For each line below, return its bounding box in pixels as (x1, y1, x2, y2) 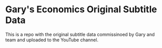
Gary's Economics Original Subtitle (5, 4, 157, 15)
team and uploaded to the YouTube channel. (5, 37, 99, 43)
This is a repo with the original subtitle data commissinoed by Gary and (5, 31, 155, 37)
